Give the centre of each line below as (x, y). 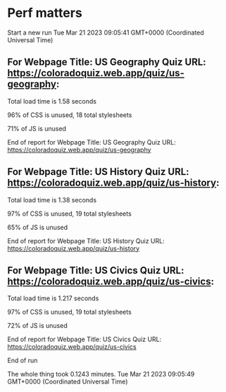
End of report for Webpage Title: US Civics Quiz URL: (84, 339)
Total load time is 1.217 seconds (53, 298)
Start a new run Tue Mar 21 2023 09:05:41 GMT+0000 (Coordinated (106, 32)
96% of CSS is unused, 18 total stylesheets (70, 115)
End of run (23, 360)
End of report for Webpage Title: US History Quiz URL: (86, 240)
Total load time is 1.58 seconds (52, 101)
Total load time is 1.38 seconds (52, 200)
